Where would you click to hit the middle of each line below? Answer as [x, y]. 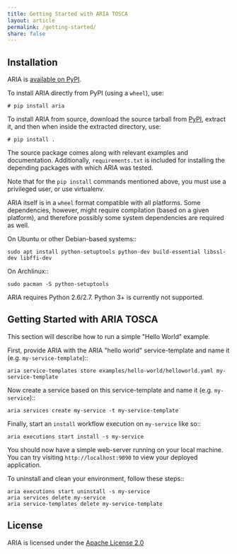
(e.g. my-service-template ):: [48, 357]
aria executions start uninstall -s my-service [79, 491]
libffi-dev [36, 258]
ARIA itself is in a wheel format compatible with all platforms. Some [104, 203]
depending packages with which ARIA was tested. [80, 168]
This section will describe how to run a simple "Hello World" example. [109, 336]
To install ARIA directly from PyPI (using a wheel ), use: [86, 93]
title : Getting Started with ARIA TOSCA [68, 14]
